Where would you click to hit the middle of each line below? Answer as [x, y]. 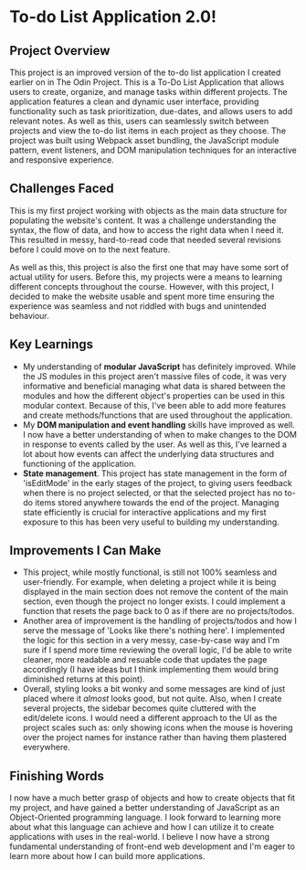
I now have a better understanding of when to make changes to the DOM [160, 434]
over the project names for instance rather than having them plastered [155, 737]
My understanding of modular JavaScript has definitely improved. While [159, 366]
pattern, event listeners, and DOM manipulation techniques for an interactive [153, 150]
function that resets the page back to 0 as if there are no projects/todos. [158, 611]
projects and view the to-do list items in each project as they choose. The [148, 131]
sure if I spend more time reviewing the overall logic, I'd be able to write [157, 650]
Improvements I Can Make [85, 551]
